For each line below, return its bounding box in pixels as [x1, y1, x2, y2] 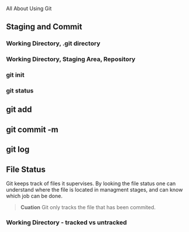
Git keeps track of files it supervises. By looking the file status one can [6, 180, 176, 187]
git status [6, 87, 34, 95]
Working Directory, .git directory [6, 39, 101, 47]
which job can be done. [6, 193, 63, 200]
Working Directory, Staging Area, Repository [6, 55, 136, 63]
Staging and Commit [6, 22, 83, 32]
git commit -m [6, 124, 59, 134]
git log [6, 145, 30, 155]
